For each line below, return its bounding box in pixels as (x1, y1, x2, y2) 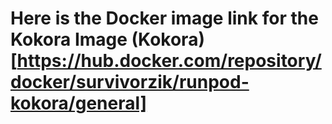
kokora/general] (10, 92, 148, 115)
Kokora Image (10, 28, 128, 51)
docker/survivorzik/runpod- (10, 71, 250, 94)
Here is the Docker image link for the (10, 7, 319, 30)
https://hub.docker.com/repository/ (16, 50, 322, 72)
